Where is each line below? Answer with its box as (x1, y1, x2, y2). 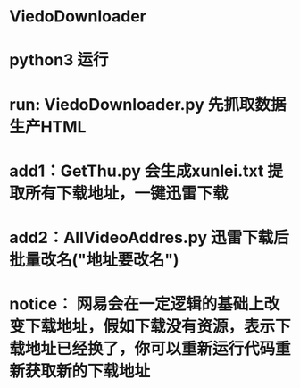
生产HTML (9, 116, 87, 137)
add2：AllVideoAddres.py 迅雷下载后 (9, 227, 289, 248)
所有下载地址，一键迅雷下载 (25, 183, 229, 203)
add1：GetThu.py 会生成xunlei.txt (9, 161, 264, 181)
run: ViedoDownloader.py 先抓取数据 (9, 94, 287, 114)
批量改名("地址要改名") (9, 249, 180, 270)
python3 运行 (9, 50, 109, 71)
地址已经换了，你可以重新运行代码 (25, 339, 276, 359)
